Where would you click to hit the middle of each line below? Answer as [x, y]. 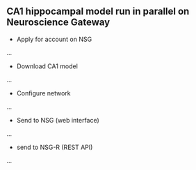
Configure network [43, 93]
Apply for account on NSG [54, 39]
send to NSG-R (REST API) [55, 147]
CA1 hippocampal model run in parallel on [98, 11]
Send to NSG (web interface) [58, 120]
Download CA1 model [47, 66]
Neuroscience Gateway [58, 23]
